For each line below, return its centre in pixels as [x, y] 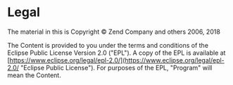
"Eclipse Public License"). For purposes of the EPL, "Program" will [116, 67]
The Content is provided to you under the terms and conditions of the [108, 45]
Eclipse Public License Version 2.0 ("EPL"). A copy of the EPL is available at [116, 53]
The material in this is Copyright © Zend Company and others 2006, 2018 [114, 32]
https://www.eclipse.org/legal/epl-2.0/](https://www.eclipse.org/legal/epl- [117, 60]
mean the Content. [34, 75]
